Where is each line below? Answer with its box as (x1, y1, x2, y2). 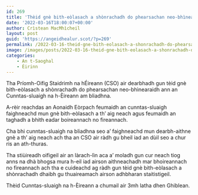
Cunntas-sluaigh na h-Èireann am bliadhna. (6, 92, 112, 99)
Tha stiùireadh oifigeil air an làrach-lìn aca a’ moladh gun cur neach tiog (6, 152, 181, 159)
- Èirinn (16, 63, 38, 70)
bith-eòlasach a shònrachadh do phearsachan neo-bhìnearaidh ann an (6, 86, 178, 93)
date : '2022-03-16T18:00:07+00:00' (6, 19, 94, 25)
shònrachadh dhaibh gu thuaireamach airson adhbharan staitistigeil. (6, 171, 171, 178)
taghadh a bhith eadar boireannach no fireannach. (6, 116, 128, 123)
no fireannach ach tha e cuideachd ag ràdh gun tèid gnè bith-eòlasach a (6, 164, 182, 171)
